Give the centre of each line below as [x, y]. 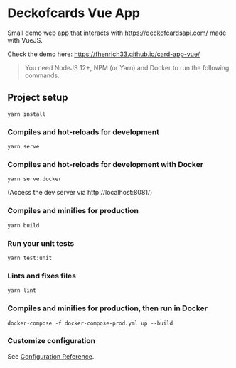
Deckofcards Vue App [74, 13]
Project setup [38, 98]
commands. [42, 75]
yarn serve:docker [34, 179]
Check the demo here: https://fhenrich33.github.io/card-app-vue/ [104, 54]
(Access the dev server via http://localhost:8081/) [80, 193]
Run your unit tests [41, 243]
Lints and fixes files [42, 276]
